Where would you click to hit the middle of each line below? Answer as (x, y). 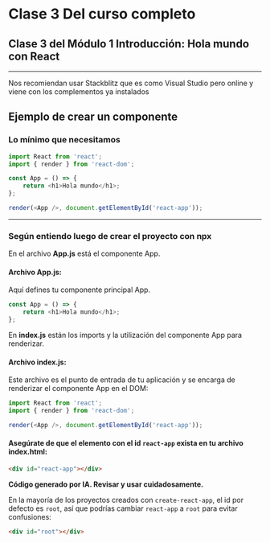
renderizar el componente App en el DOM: (78, 389)
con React (34, 56)
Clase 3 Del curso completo (102, 14)
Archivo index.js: (37, 362)
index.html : (28, 452)
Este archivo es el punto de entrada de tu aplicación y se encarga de (122, 380)
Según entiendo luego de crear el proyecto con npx (110, 236)
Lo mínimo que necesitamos (64, 140)
